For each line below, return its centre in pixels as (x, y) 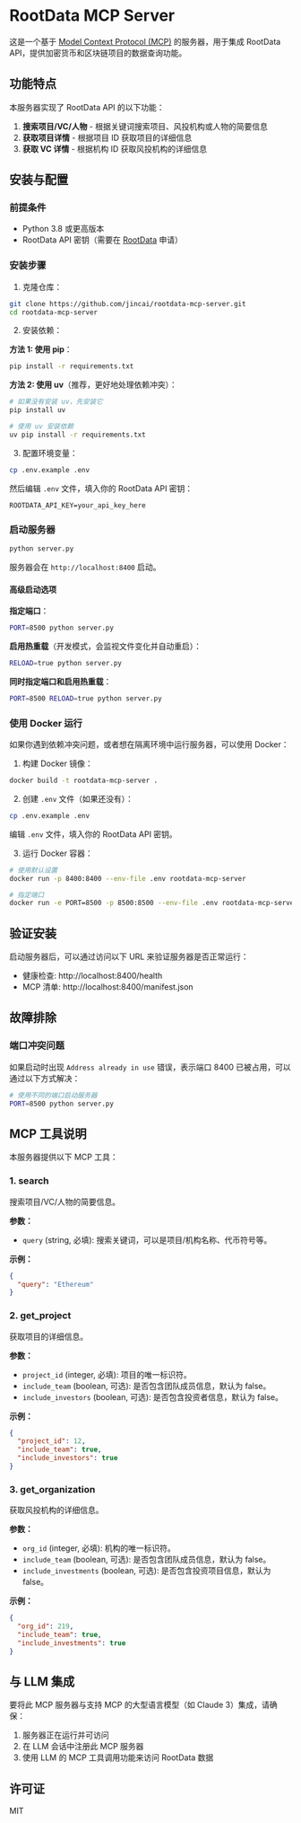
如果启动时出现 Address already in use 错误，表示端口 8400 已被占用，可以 (150, 1067)
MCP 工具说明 (48, 1134)
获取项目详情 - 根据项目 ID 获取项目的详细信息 (107, 137)
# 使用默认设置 (34, 870)
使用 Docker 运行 (46, 723)
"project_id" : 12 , (52, 1441)
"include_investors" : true (68, 1458)
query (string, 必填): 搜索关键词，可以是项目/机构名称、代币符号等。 (147, 1239)
